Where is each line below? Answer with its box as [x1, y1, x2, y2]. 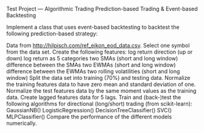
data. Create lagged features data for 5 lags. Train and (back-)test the [6, 94, 181, 101]
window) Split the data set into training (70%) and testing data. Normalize [6, 74, 191, 81]
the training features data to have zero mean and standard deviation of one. [6, 81, 196, 88]
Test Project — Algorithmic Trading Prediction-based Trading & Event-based [6, 5, 198, 12]
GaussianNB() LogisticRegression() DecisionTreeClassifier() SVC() [6, 107, 172, 113]
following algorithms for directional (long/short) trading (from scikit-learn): [6, 100, 192, 107]
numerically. [6, 120, 37, 127]
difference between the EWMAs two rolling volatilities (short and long [6, 68, 180, 75]
